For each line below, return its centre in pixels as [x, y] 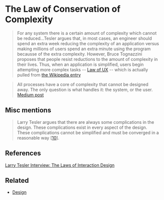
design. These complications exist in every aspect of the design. [82, 127]
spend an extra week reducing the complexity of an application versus [88, 43]
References [23, 153]
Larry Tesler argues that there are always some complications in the [85, 122]
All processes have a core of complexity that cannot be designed [82, 84]
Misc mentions [28, 110]
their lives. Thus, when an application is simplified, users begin [80, 64]
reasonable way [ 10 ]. [38, 138]
